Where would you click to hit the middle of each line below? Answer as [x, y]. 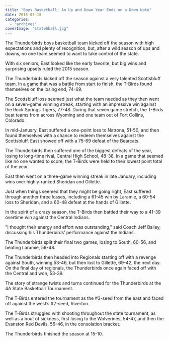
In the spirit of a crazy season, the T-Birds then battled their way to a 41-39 [83, 212]
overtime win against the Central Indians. [48, 218]
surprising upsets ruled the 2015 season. [47, 69]
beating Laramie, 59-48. [30, 248]
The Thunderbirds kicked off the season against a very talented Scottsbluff [83, 79]
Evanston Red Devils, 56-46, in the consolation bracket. [63, 324]
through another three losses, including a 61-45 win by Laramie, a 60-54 [80, 197]
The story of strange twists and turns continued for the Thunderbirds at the [83, 283]
